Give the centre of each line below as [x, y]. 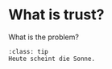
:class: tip [28, 51]
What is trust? [56, 15]
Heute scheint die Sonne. [52, 59]
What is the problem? [44, 37]
